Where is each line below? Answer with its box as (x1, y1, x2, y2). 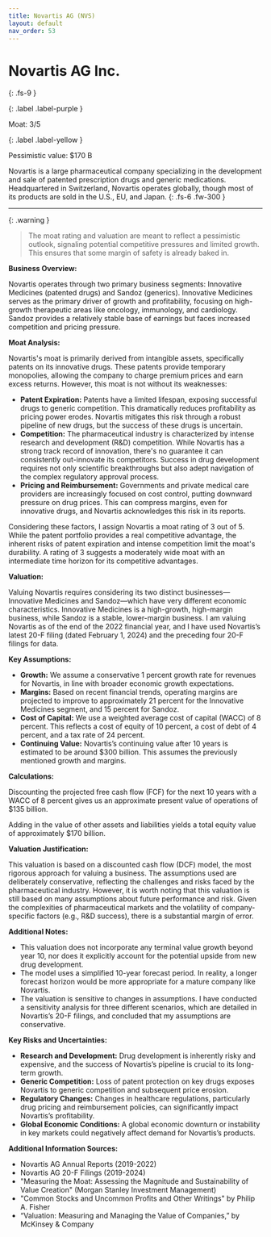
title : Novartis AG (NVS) (8, 11, 95, 20)
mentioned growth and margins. (19, 756, 127, 766)
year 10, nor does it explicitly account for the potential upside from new (19, 951, 256, 961)
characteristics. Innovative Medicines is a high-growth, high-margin (8, 604, 233, 614)
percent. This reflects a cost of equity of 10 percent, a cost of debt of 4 (19, 721, 256, 731)
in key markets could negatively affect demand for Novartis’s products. (19, 1128, 256, 1138)
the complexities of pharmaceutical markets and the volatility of (8, 903, 220, 913)
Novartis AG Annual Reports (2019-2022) (19, 1160, 157, 1169)
